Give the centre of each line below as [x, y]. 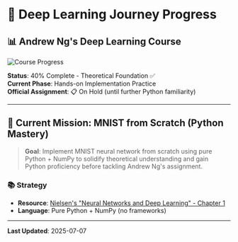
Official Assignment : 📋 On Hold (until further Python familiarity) [102, 92]
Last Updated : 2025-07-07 [47, 231]
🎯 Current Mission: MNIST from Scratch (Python [115, 123]
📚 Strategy [27, 185]
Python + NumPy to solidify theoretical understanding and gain [117, 159]
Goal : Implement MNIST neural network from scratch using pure [118, 151]
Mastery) [28, 134]
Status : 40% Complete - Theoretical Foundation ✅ [81, 76]
